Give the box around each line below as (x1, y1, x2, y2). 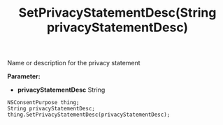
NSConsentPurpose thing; (7, 99, 80, 106)
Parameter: (7, 72, 41, 81)
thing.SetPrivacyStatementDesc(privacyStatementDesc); (7, 111, 171, 119)
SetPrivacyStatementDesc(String (18, 5, 217, 21)
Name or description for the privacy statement (7, 59, 141, 67)
